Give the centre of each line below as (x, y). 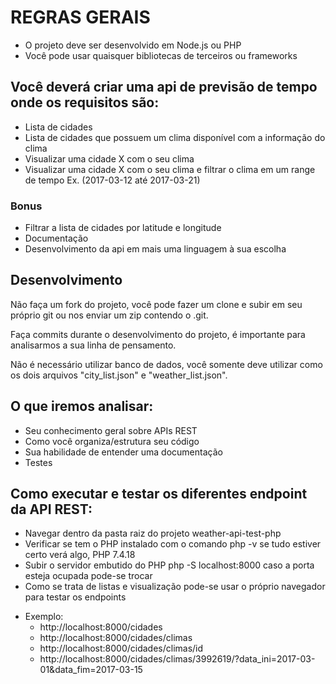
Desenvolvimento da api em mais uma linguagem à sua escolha (155, 249)
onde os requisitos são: (85, 102)
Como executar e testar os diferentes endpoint (159, 494)
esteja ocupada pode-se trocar (88, 576)
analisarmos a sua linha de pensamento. (93, 345)
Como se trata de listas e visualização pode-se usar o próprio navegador (175, 587)
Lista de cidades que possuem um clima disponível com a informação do (175, 137)
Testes (38, 462)
